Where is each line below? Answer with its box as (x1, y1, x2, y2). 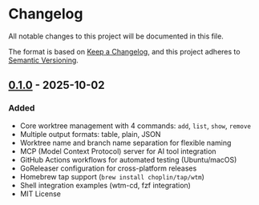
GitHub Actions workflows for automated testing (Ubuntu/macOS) (19, 155, 237, 164)
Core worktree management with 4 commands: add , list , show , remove (19, 121, 251, 131)
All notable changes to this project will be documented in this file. (8, 31, 225, 41)
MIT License (19, 189, 62, 199)
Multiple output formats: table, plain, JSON (19, 129, 161, 139)
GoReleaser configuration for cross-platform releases (19, 163, 197, 173)
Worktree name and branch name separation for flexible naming (19, 138, 232, 147)
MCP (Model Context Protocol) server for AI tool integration (19, 146, 217, 156)
